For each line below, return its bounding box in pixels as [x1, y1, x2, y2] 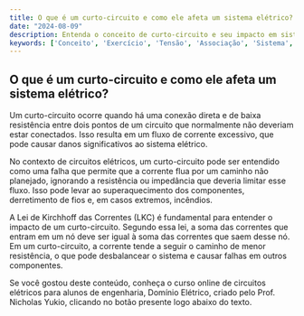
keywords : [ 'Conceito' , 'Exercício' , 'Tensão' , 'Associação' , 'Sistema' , [9, 38, 294, 48]
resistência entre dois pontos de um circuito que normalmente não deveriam [9, 119, 294, 131]
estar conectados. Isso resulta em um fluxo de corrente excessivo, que [9, 129, 274, 140]
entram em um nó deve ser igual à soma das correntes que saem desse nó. [9, 231, 290, 242]
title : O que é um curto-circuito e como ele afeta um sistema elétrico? [9, 13, 294, 23]
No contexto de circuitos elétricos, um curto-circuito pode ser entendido [9, 156, 280, 167]
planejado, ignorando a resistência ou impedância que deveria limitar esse [9, 175, 287, 186]
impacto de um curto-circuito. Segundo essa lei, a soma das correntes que [9, 222, 289, 233]
